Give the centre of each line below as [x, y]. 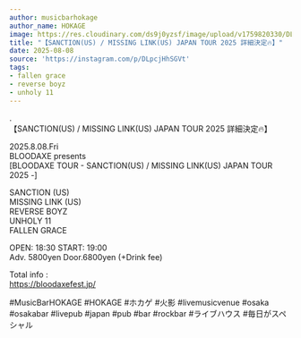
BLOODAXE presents [48, 156]
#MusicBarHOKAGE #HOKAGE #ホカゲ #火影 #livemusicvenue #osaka [139, 302]
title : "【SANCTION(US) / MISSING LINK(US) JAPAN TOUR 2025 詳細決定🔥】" [146, 42]
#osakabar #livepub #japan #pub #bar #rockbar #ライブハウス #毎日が [140, 313]
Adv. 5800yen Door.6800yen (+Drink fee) [86, 257]
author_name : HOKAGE [48, 26]
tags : [19, 68]
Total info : [29, 275]
